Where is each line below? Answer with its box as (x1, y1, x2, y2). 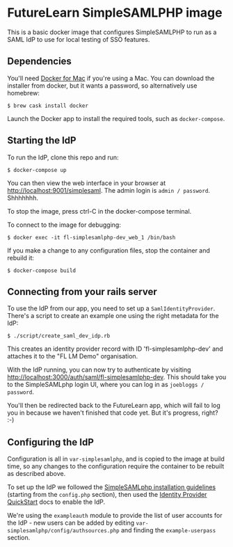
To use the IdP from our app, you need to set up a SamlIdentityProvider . (7, 304, 216, 312)
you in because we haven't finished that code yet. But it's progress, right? (7, 409, 218, 417)
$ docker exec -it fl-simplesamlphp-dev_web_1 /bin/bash (7, 234, 176, 241)
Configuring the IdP (7, 436, 94, 448)
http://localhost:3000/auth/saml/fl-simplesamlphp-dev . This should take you (7, 373, 227, 381)
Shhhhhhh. (7, 193, 38, 202)
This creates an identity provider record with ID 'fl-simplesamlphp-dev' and (7, 344, 224, 353)
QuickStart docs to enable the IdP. (7, 498, 106, 506)
